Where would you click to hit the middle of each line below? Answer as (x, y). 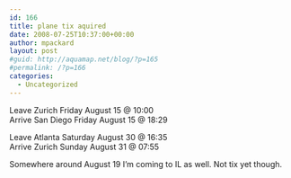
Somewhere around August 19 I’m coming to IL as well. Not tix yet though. (146, 164)
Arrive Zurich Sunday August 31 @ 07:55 (84, 147)
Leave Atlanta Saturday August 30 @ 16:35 (88, 137)
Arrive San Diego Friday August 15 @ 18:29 (88, 120)
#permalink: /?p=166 (48, 68)
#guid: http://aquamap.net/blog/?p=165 (84, 59)
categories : (31, 76)
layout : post (34, 51)
